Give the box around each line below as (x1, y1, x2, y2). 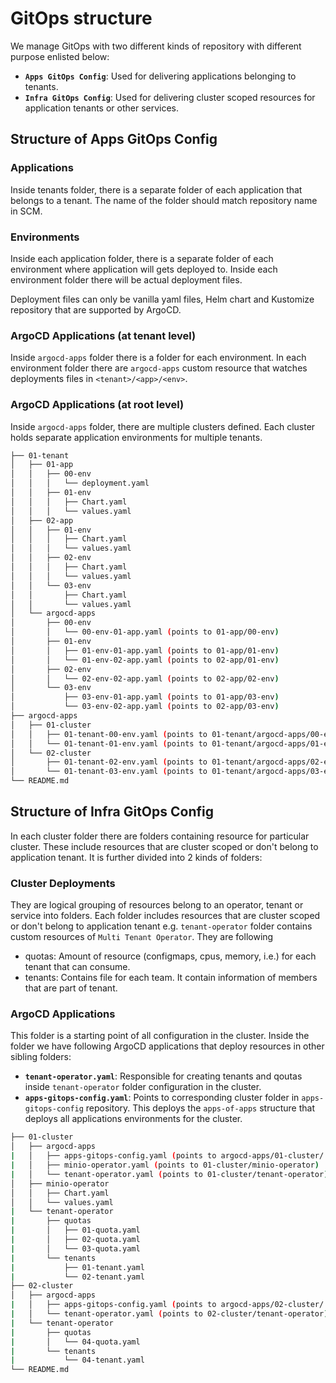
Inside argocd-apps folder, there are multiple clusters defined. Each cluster (10, 420, 316, 432)
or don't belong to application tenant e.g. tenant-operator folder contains (10, 920, 313, 932)
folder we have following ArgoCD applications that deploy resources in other (10, 1040, 325, 1052)
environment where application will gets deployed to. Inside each (10, 263, 278, 275)
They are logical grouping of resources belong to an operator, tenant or (10, 899, 304, 911)
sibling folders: (10, 1051, 72, 1063)
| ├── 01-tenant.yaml (10, 1262, 145, 1272)
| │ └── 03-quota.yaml (10, 1243, 141, 1254)
